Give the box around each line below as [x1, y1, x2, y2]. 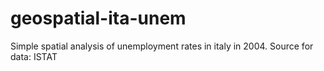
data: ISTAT [10, 50, 58, 62]
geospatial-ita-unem [10, 7, 187, 30]
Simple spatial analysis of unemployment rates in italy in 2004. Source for [10, 40, 314, 52]
